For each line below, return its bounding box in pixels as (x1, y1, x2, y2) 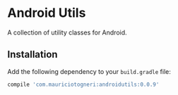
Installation (7, 49, 58, 61)
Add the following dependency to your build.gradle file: (7, 67, 171, 75)
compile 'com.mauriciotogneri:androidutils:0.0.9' (7, 81, 160, 88)
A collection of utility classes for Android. (7, 28, 127, 37)
